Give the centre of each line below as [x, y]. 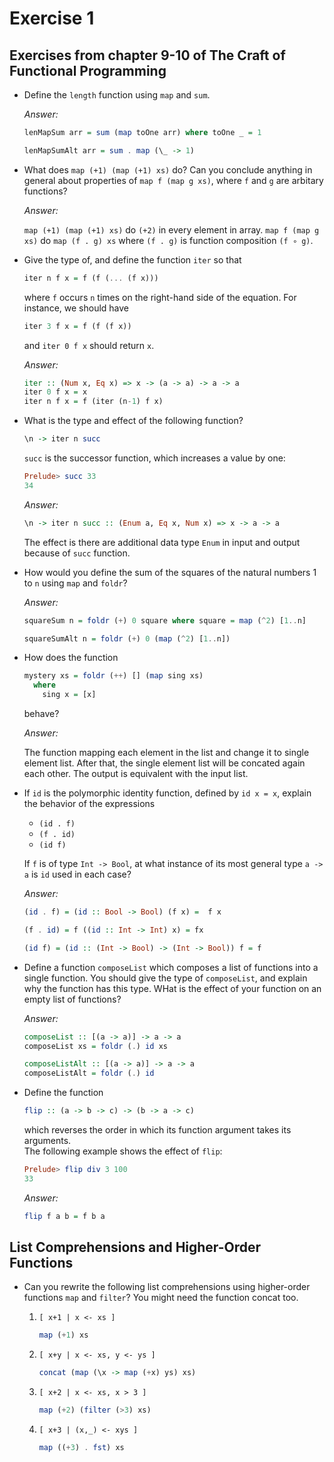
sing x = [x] [69, 695]
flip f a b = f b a [64, 1216]
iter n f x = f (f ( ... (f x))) [91, 278]
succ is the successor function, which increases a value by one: [154, 458]
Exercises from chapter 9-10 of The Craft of [147, 55]
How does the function [71, 658]
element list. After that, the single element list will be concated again [164, 763]
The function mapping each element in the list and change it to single [166, 752]
